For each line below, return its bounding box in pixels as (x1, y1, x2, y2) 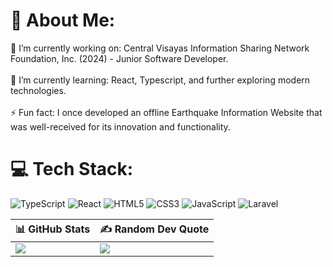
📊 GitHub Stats (15, 222, 91, 236)
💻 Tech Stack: (10, 158, 134, 181)
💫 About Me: (10, 9, 116, 32)
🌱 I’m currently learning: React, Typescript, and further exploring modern (10, 74, 311, 86)
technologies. (10, 84, 67, 96)
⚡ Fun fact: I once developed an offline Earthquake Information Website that (10, 106, 323, 118)
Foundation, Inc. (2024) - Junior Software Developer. (10, 52, 229, 64)
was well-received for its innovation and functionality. (10, 120, 231, 133)
